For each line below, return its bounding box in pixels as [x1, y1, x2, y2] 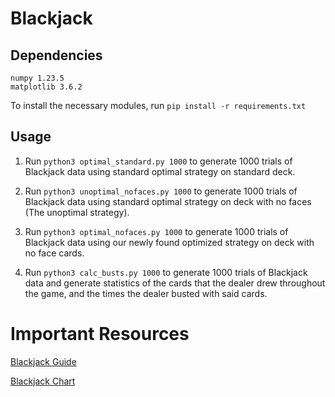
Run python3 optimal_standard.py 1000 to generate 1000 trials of [24, 155, 293, 167]
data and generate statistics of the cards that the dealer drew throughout [24, 277, 326, 289]
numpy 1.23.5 [10, 73, 65, 83]
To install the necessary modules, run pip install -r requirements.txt [10, 100, 307, 111]
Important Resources [10, 323, 190, 345]
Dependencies [10, 47, 103, 64]
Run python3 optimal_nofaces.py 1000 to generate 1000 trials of [24, 225, 289, 237]
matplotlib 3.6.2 [10, 82, 83, 92]
